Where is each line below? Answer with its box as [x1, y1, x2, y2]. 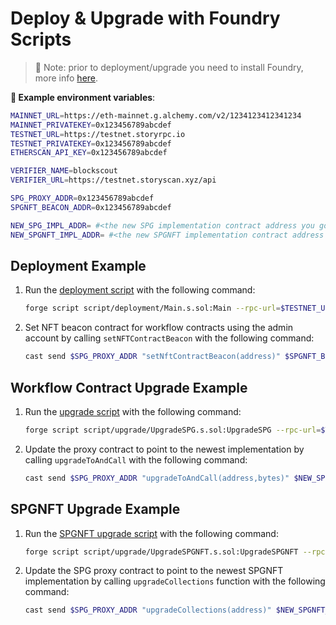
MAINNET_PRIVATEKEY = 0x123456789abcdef [10, 120, 172, 130]
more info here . [34, 72, 99, 84]
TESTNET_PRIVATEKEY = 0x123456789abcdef [10, 138, 172, 149]
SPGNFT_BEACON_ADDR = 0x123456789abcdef [10, 202, 172, 212]
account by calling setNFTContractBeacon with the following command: [24, 332, 315, 344]
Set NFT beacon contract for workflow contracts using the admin [24, 322, 294, 334]
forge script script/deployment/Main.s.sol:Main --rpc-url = [24, 303, 281, 314]
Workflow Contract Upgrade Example [10, 379, 248, 396]
